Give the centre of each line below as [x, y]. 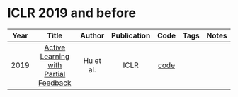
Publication [131, 35]
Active [55, 47]
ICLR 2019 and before [72, 13]
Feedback [55, 83]
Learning [55, 56]
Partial [55, 74]
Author [92, 35]
